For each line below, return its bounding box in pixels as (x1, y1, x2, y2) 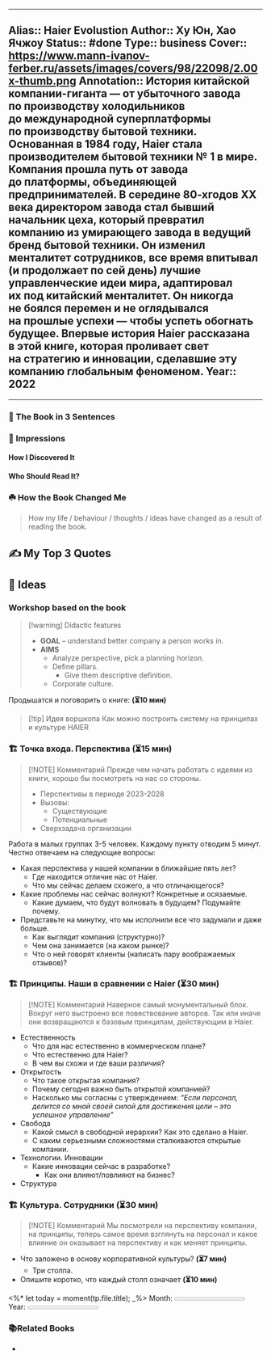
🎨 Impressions (8, 433, 66, 444)
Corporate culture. (52, 679, 115, 689)
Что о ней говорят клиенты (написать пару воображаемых (31, 949, 236, 959)
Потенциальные (52, 814, 107, 825)
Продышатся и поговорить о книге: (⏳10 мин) (8, 695, 167, 705)
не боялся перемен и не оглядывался (8, 302, 209, 315)
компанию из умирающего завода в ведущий (8, 226, 252, 239)
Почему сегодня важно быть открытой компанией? (31, 1084, 211, 1094)
